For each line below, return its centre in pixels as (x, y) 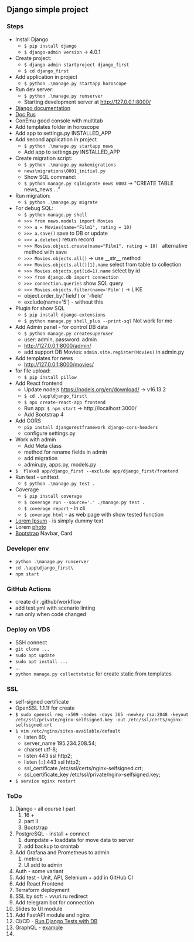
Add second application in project (56, 139)
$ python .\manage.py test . (59, 484)
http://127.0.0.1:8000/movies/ (59, 364)
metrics (33, 859)
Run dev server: (34, 89)
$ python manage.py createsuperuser (69, 334)
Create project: (33, 58)
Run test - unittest (37, 477)
